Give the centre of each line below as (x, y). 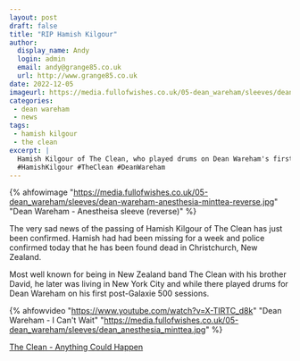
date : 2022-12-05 (42, 84)
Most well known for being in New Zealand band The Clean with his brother (148, 274)
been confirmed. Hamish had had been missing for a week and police (137, 239)
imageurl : (28, 92)
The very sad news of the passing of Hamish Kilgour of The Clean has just (146, 229)
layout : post (33, 17)
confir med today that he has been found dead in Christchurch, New (133, 248)
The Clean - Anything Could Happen (76, 347)
